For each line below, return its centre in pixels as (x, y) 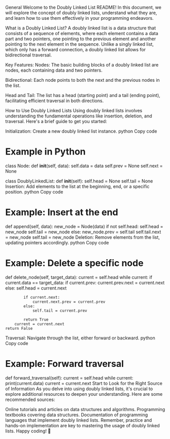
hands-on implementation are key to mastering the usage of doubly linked (82, 425)
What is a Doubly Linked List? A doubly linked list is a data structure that (81, 28)
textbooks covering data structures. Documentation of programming (77, 415)
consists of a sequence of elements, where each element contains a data (82, 33)
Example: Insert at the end (62, 212)
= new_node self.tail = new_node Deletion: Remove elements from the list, (82, 237)
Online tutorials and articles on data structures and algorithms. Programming (85, 409)
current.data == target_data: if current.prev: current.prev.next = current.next (85, 283)
